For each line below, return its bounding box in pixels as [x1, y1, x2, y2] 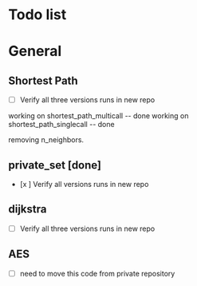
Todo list [8, 6, 67, 24]
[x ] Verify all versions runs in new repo [19, 180, 149, 189]
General [8, 42, 62, 61]
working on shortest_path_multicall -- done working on [8, 111, 189, 121]
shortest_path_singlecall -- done [8, 120, 115, 129]
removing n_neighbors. [8, 135, 85, 145]
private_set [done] [8, 158, 102, 172]
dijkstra [8, 202, 47, 216]
